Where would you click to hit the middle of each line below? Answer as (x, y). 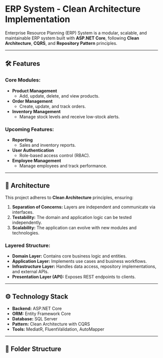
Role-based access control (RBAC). (55, 155)
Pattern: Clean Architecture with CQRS (51, 324)
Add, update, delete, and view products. (59, 96)
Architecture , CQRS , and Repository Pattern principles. (61, 43)
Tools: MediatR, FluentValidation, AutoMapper (58, 329)
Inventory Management (36, 111)
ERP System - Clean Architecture (73, 9)
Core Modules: (23, 80)
